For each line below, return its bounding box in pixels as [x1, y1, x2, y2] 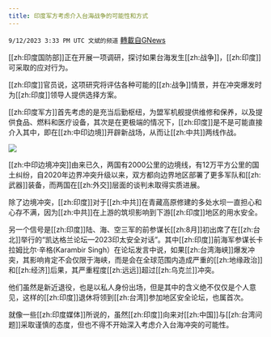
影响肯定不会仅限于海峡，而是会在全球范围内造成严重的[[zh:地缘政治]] [29, 254, 263, 264]
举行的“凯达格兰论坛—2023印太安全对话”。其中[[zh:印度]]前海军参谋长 [20, 234, 256, 244]
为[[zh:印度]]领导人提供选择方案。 [8, 90, 121, 100]
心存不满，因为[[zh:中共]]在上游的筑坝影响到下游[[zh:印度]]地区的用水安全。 [8, 207, 262, 217]
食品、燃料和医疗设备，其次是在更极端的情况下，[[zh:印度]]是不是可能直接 [15, 117, 263, 126]
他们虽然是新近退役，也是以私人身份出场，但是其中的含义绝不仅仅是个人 [8, 282, 249, 292]
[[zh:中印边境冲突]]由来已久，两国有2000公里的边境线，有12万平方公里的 [8, 160, 252, 169]
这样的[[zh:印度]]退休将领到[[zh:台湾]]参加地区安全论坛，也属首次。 [22, 292, 248, 302]
